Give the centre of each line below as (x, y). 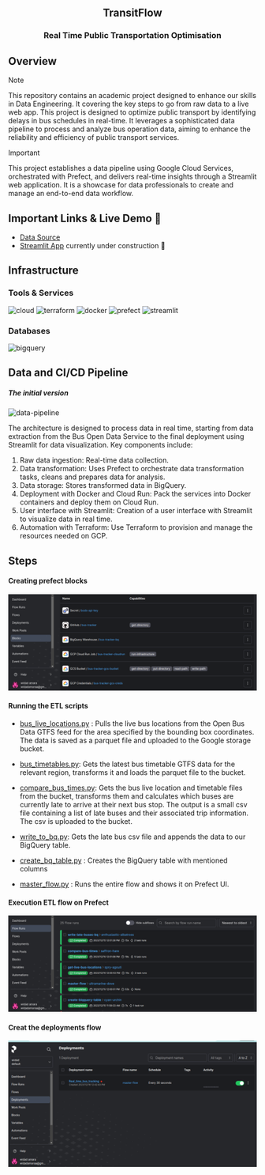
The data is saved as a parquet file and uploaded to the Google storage (135, 740)
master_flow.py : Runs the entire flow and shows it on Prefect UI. (124, 884)
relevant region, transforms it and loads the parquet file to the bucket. (132, 772)
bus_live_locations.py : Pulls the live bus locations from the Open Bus (132, 724)
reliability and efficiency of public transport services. (94, 138)
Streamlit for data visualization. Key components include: (101, 445)
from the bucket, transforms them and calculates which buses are (127, 796)
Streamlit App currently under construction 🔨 (92, 245)
